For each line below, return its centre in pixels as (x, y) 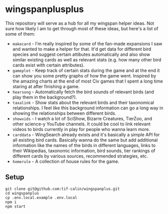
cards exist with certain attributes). (48, 65)
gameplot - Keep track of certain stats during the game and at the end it (86, 70)
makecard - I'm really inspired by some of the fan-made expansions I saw (87, 43)
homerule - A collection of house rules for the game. (66, 161)
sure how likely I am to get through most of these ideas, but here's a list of (82, 28)
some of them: (20, 34)
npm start (16, 206)
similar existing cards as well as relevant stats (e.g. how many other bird (87, 59)
